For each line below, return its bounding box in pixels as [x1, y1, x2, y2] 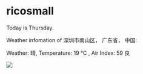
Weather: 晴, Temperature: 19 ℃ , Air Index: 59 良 [6, 49, 130, 57]
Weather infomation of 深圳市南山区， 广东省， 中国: [6, 36, 138, 43]
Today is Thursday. [6, 24, 54, 31]
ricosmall [6, 4, 55, 18]
